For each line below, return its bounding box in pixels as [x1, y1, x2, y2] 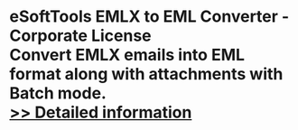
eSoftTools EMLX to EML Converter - [9, 6, 290, 27]
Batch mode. [9, 83, 107, 104]
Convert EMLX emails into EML [9, 45, 246, 65]
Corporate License [9, 25, 152, 46]
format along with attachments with [9, 64, 284, 85]
